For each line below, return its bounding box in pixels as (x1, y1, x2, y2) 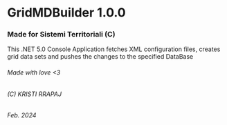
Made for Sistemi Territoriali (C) (7, 30, 116, 39)
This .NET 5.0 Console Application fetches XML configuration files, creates (7, 45, 221, 53)
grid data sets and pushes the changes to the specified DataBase (7, 52, 194, 61)
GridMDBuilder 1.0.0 (7, 5, 126, 21)
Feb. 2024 (7, 111, 37, 119)
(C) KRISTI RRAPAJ (7, 90, 62, 98)
